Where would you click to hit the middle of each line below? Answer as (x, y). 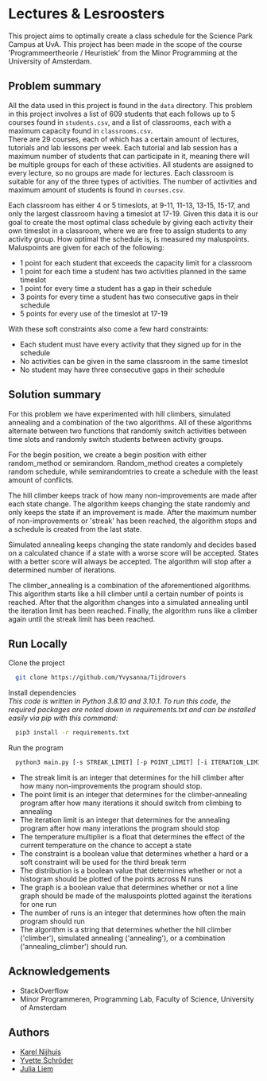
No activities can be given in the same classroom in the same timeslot (134, 361)
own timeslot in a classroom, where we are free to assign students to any (128, 231)
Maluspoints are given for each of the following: (86, 247)
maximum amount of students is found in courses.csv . (97, 190)
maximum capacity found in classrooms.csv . (81, 130)
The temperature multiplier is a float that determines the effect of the (132, 837)
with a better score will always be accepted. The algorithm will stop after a (130, 561)
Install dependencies (43, 693)
